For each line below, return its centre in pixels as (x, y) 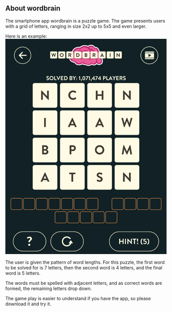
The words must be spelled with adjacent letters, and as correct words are (84, 283)
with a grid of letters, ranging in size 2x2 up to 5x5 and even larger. (76, 26)
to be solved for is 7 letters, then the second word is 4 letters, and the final (84, 268)
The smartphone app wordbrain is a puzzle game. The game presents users (85, 20)
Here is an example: (26, 36)
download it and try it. (28, 304)
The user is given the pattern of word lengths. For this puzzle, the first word (85, 262)
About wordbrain (33, 8)
